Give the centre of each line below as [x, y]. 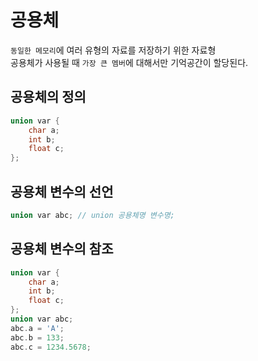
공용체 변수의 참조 [62, 249]
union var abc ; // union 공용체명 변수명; [92, 215]
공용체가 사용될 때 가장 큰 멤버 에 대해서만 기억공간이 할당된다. [129, 62]
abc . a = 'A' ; [37, 328]
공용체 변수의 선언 [62, 191]
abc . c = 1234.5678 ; [51, 347]
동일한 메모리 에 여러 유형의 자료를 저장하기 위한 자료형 [113, 50]
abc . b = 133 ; [37, 337]
